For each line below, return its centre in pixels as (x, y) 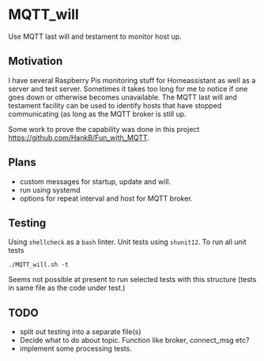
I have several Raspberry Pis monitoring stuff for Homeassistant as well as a (132, 80)
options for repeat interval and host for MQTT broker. (106, 198)
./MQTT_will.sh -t (38, 265)
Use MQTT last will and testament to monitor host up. (95, 36)
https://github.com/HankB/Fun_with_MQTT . (79, 137)
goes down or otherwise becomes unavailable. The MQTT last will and (123, 97)
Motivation (36, 61)
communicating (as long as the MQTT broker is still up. (98, 114)
